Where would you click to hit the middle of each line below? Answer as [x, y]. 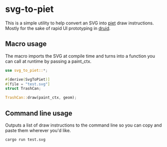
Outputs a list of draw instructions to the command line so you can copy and [83, 125]
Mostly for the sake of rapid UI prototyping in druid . [58, 28]
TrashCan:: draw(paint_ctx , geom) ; [41, 98]
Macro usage [26, 44]
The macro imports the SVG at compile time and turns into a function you [80, 56]
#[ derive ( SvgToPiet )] [28, 79]
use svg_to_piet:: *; [27, 70]
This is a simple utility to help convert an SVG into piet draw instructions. [80, 23]
